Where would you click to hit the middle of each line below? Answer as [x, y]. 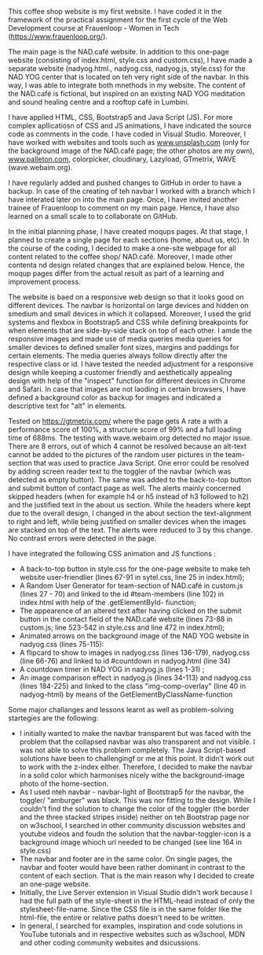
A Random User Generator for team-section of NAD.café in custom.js [131, 585]
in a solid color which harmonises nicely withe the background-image [132, 775]
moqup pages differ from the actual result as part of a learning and [116, 273]
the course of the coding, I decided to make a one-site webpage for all [122, 248]
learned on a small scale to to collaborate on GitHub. [93, 216]
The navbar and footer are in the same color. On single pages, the [126, 859]
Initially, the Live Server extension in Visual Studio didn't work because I [136, 892]
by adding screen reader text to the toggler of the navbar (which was [120, 471]
